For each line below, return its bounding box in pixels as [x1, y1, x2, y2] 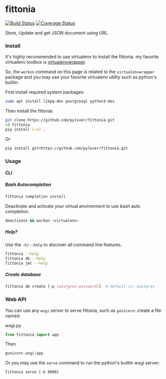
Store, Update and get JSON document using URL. [5, 30, 109, 36]
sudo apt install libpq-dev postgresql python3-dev [5, 99, 115, 104]
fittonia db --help [5, 256, 46, 261]
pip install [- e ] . [5, 127, 46, 132]
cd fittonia [5, 122, 30, 127]
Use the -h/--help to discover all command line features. [5, 242, 122, 248]
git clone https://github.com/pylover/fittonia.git [5, 118, 115, 123]
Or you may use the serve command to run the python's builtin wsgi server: [5, 360, 160, 366]
